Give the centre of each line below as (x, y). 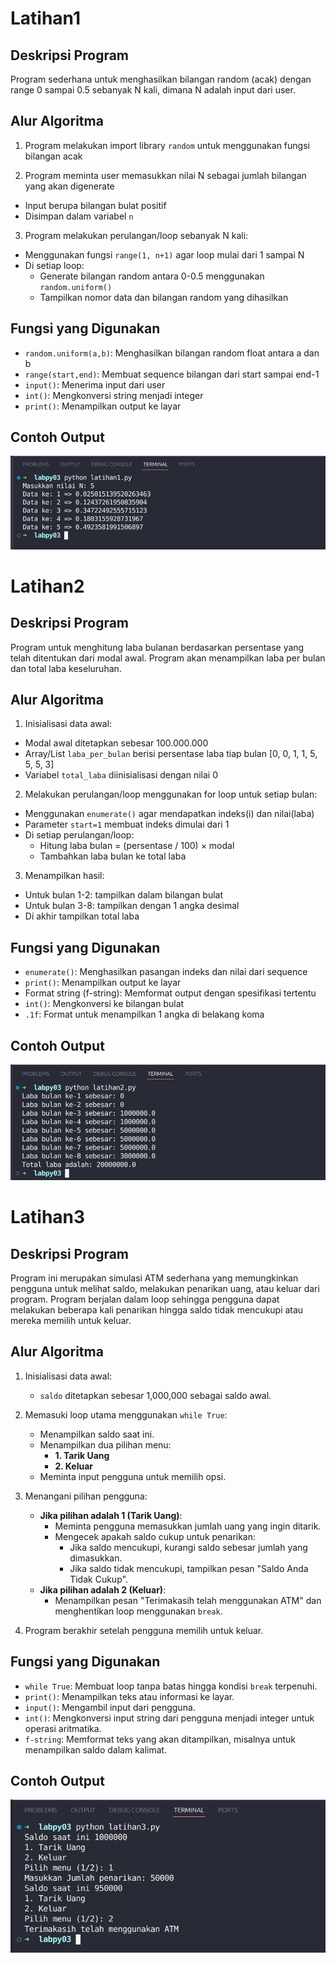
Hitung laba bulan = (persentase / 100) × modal (137, 846)
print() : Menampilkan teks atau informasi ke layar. (129, 1696)
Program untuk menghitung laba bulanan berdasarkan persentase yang (157, 647)
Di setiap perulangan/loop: (79, 835)
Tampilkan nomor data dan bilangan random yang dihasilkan (164, 297)
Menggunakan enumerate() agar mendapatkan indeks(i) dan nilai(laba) (169, 814)
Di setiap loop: (54, 265)
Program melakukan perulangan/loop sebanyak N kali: (136, 235)
